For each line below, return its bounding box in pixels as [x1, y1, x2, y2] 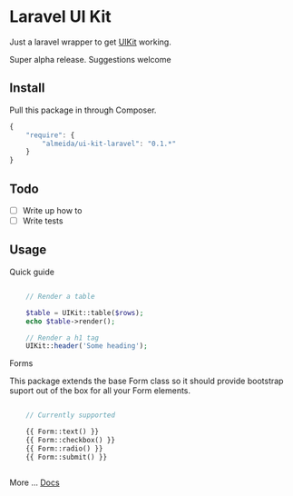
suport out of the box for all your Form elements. [9, 385, 191, 396]
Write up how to [22, 204, 83, 215]
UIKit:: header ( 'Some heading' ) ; [25, 342, 148, 351]
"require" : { [25, 130, 75, 140]
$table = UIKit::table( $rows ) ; [25, 308, 144, 317]
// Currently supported [25, 411, 116, 420]
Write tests [22, 215, 63, 226]
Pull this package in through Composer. [9, 104, 157, 115]
